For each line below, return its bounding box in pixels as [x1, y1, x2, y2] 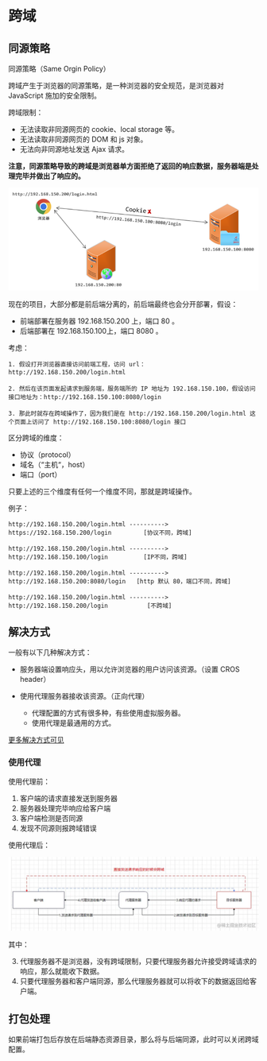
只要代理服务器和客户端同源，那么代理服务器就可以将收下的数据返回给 [19, 977, 250, 986]
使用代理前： [8, 776, 50, 786]
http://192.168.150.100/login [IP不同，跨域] [8, 553, 188, 561]
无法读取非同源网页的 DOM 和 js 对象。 [19, 134, 148, 144]
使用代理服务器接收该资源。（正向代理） [19, 691, 149, 701]
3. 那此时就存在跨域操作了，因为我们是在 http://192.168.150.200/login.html [8, 409, 246, 417]
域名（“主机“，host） [19, 459, 90, 469]
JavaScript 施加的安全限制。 [8, 91, 102, 100]
